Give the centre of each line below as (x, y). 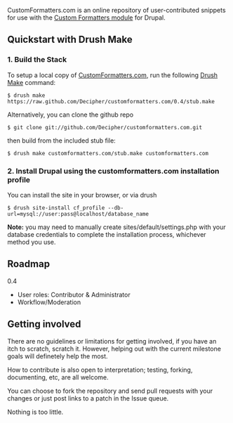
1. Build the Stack (37, 60)
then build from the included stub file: (61, 141)
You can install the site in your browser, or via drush (82, 195)
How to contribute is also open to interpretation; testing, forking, (100, 370)
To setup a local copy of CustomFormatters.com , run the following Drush (113, 75)
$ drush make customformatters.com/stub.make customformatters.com (108, 153)
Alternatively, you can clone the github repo (71, 115)
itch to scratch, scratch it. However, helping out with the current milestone (114, 349)
